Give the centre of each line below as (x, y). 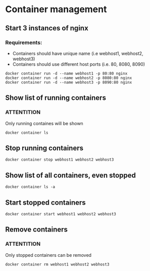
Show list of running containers (56, 98)
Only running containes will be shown (44, 123)
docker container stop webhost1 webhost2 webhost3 (60, 160)
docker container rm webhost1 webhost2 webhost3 (57, 264)
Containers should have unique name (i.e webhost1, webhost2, (78, 53)
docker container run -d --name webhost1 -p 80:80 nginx (66, 73)
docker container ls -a (30, 187)
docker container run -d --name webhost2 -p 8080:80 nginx (69, 78)
